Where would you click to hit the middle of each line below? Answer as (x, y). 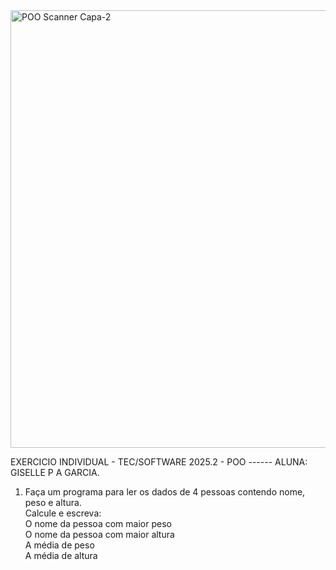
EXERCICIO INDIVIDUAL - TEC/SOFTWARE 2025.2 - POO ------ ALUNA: (159, 462)
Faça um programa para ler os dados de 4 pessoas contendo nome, (165, 492)
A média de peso (59, 545)
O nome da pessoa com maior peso (98, 523)
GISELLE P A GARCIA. (55, 472)
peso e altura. (53, 502)
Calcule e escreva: (63, 513)
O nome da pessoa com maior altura (99, 534)
